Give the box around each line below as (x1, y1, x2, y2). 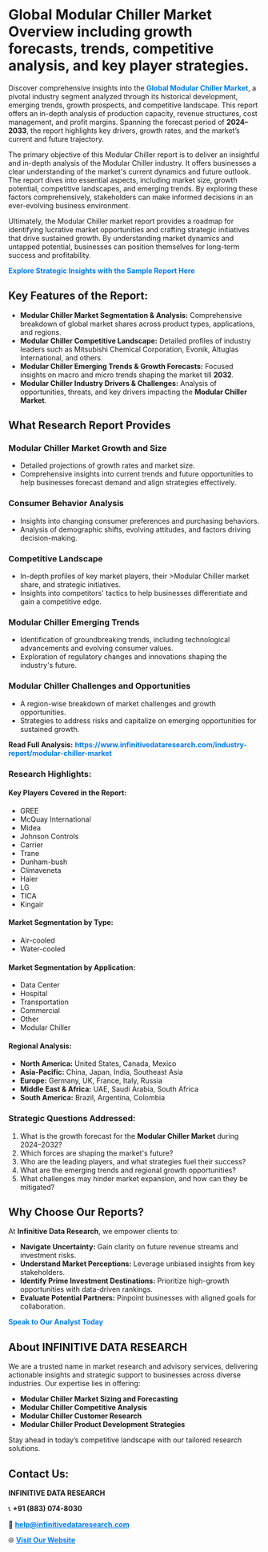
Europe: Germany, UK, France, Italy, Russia (19, 1076, 162, 1086)
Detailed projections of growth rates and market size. (19, 460, 195, 470)
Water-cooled (19, 943, 66, 954)
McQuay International (19, 814, 92, 824)
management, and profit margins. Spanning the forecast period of (8, 117, 226, 127)
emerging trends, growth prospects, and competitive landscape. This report (8, 100, 258, 110)
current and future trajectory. (8, 134, 104, 143)
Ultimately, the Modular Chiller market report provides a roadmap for (8, 216, 234, 226)
